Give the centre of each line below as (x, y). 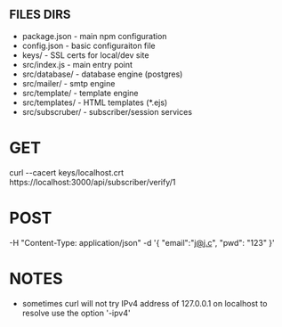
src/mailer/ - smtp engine (68, 83)
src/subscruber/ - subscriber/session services (107, 111)
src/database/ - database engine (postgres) (102, 74)
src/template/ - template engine (81, 93)
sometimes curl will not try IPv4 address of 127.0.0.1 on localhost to (145, 303)
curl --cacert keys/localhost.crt (67, 172)
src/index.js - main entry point (77, 64)
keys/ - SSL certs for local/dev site (85, 55)
